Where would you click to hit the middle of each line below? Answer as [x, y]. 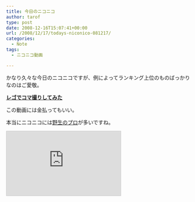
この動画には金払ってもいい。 [42, 109]
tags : [13, 50]
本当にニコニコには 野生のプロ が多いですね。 [60, 122]
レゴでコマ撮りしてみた [34, 97]
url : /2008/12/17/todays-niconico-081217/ [59, 33]
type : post [19, 22]
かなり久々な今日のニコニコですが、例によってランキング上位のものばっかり [98, 77]
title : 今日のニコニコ [31, 11]
